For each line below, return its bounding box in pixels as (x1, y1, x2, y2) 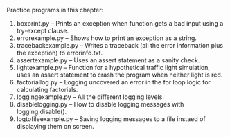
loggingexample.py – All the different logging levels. (16, 93, 164, 101)
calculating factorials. (16, 86, 78, 93)
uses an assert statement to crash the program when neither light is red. (16, 71, 223, 79)
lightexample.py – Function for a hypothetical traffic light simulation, (16, 64, 211, 71)
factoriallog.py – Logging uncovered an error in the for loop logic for (16, 78, 211, 86)
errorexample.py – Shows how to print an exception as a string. (16, 34, 197, 42)
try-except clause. (16, 27, 69, 35)
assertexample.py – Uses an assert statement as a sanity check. (16, 56, 200, 64)
